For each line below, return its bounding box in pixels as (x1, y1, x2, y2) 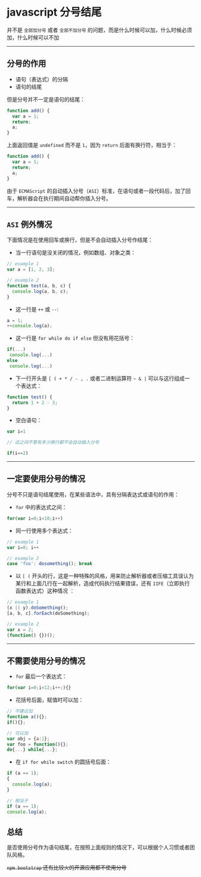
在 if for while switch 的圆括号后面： (15, 758, 112, 765)
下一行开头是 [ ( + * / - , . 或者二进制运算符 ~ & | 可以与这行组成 (15, 375, 185, 382)
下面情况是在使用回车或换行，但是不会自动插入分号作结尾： (7, 237, 153, 244)
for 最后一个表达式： (15, 673, 67, 680)
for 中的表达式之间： (15, 503, 67, 511)
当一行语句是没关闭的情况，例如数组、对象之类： (15, 249, 136, 256)
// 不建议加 (7, 709, 33, 715)
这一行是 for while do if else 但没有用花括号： (15, 335, 135, 342)
